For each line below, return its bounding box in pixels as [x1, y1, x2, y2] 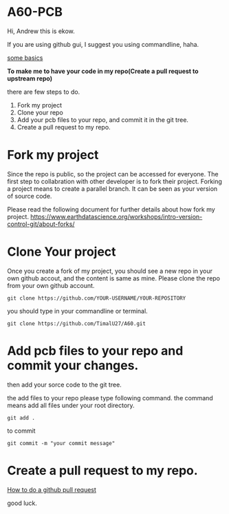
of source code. [7, 192, 52, 200]
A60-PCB [7, 4, 63, 20]
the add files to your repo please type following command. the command [7, 393, 213, 402]
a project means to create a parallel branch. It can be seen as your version [7, 184, 218, 193]
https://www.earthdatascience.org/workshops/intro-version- [30, 212, 203, 220]
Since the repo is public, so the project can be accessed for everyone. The [7, 169, 219, 178]
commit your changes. [7, 358, 139, 373]
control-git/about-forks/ [7, 220, 75, 228]
